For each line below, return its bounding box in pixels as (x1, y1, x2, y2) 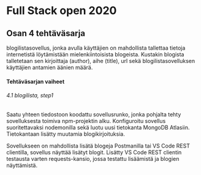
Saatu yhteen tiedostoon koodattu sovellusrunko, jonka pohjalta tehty (6, 111, 181, 118)
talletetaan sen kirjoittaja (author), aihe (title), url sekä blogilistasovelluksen (6, 58, 195, 64)
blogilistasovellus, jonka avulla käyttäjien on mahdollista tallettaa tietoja (6, 44, 186, 51)
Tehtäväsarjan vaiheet (6, 78, 65, 85)
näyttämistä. (6, 162, 38, 169)
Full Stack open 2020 (6, 4, 117, 18)
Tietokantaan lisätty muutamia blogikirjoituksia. (6, 130, 126, 138)
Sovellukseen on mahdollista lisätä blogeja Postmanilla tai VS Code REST (6, 142, 190, 149)
